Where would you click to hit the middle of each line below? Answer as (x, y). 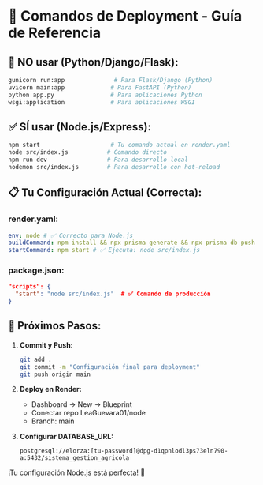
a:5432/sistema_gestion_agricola (74, 458)
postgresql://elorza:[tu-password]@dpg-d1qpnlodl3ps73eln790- (124, 451)
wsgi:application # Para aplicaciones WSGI (102, 102)
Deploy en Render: (50, 389)
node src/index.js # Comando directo (88, 152)
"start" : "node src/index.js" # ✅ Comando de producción (113, 294)
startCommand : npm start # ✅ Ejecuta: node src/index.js (104, 250)
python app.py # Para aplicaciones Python (105, 95)
